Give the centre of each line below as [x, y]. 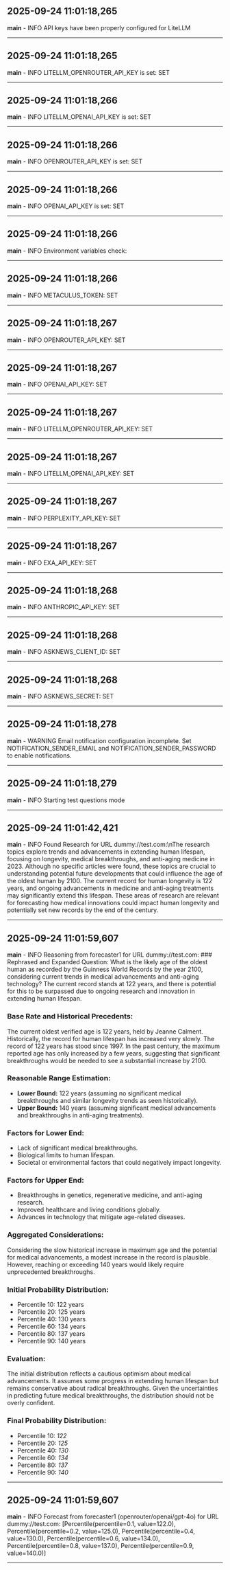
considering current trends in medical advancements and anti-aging [103, 977]
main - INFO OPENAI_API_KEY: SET [57, 385]
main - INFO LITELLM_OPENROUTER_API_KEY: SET [80, 429]
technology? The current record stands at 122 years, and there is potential [112, 984]
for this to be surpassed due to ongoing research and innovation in [101, 991]
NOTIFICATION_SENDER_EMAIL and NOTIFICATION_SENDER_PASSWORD [112, 748]
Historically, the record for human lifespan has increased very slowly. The [111, 1038]
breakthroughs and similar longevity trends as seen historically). [107, 1100]
